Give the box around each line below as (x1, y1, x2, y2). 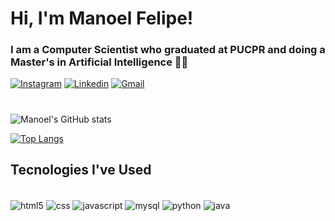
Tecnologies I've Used (10, 162, 152, 179)
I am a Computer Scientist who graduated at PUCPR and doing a (10, 43, 326, 57)
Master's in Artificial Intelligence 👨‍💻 (10, 55, 189, 69)
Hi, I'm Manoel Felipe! (10, 7, 194, 30)
